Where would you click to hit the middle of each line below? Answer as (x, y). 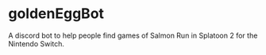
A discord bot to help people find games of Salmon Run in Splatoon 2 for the (133, 35)
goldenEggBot (56, 14)
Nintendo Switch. (37, 43)
